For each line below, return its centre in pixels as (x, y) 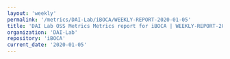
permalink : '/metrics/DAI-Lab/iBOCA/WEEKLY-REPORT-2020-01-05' (99, 20)
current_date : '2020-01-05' (47, 45)
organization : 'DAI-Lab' (42, 32)
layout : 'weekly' (32, 13)
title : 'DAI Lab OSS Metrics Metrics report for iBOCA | (90, 26)
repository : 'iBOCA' (37, 39)
